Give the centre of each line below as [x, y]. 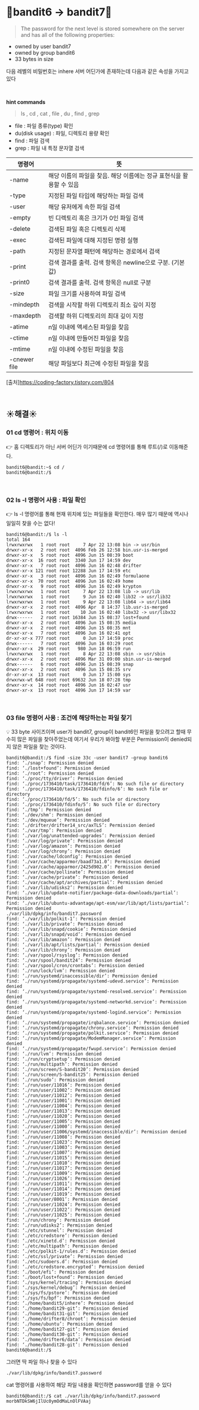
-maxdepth [25, 315]
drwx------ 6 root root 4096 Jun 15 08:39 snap [70, 664]
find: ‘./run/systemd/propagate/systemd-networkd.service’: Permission [96, 1002]
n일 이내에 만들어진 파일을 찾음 [89, 338]
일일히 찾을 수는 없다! [31, 523]
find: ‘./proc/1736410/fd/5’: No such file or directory [78, 800]
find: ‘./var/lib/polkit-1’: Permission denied [66, 919]
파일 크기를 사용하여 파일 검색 [87, 293]
